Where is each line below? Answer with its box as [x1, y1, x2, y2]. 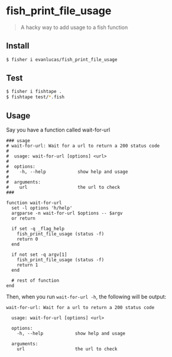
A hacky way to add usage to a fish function [20, 24, 128, 31]
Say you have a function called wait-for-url [6, 126, 111, 133]
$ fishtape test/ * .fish [6, 94, 65, 100]
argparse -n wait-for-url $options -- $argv [11, 210, 123, 216]
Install [6, 41, 30, 51]
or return [11, 216, 35, 221]
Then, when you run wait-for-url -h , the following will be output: [6, 293, 167, 300]
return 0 [17, 236, 38, 242]
